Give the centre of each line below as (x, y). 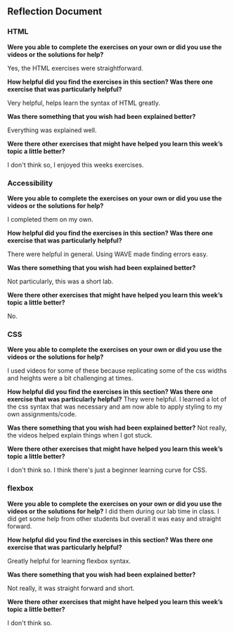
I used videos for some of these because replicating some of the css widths (117, 371)
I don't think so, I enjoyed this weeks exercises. (76, 165)
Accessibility (30, 183)
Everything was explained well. (52, 130)
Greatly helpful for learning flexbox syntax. (69, 561)
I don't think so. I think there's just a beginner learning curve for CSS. (107, 470)
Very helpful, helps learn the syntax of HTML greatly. (84, 103)
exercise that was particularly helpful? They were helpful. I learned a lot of (117, 399)
